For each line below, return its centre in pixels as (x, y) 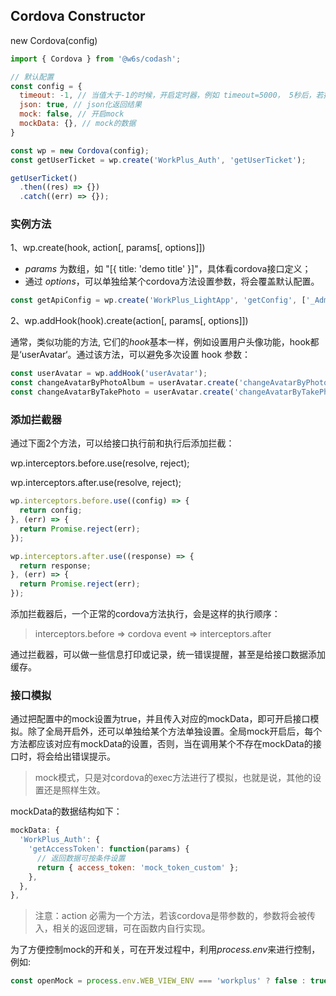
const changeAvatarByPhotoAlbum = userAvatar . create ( (125, 383)
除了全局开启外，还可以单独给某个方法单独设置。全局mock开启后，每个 (175, 731)
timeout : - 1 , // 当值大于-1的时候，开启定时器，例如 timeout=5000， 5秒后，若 (171, 95)
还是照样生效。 (74, 790)
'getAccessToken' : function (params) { (109, 849)
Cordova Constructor (78, 16)
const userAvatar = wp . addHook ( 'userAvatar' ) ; (109, 374)
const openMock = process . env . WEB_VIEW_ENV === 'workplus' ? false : (158, 981)
